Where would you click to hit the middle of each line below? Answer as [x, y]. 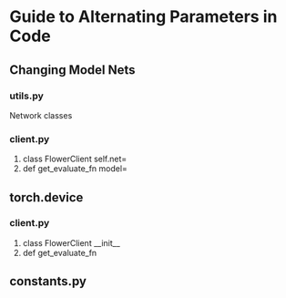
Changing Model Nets [72, 70]
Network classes [41, 115]
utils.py [26, 96]
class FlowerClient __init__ [71, 242]
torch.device [46, 197]
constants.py [48, 281]
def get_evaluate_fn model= [75, 169]
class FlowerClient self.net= [75, 159]
